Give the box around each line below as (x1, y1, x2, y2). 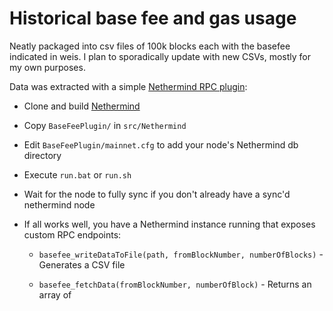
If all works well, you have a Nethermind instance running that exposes (23, 218, 316, 230)
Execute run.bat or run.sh (23, 168, 132, 181)
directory (23, 149, 62, 161)
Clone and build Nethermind (23, 100, 141, 112)
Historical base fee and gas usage (9, 7, 297, 30)
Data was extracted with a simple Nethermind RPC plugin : (9, 80, 248, 92)
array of (38, 288, 72, 301)
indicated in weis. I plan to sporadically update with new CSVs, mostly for (9, 50, 312, 62)
